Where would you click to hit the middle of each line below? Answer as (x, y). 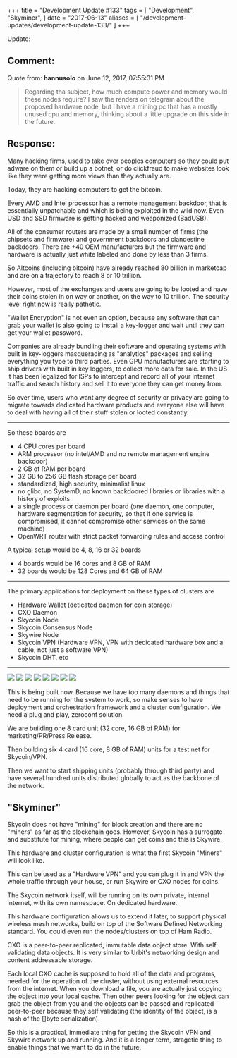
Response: (31, 144)
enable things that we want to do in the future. (74, 1047)
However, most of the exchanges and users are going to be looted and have (117, 289)
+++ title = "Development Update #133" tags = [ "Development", (101, 10)
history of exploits (44, 498)
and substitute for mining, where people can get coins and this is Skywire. (115, 839)
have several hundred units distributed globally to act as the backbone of (114, 777)
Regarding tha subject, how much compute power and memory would (126, 92)
